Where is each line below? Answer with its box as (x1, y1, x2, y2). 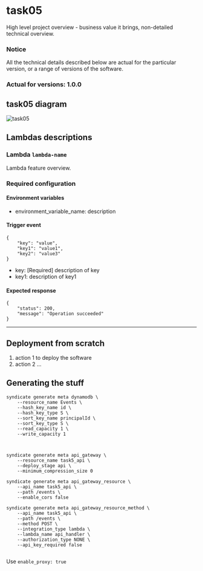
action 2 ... (14, 360, 42, 368)
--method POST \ (17, 520, 59, 527)
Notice (6, 45, 27, 53)
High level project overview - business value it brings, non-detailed (6, 24, 173, 31)
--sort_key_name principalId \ (17, 415, 96, 421)
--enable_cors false (17, 494, 69, 500)
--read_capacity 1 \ (17, 426, 69, 432)
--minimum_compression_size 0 (17, 468, 94, 474)
